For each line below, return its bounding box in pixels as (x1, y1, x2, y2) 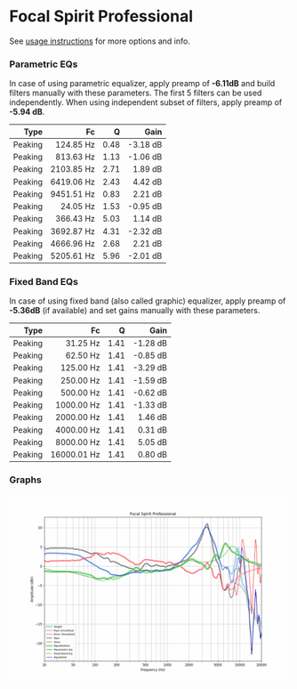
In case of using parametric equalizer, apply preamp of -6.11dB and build (9, 78, 276, 89)
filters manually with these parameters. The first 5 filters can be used (9, 87, 262, 99)
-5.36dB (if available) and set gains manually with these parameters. (9, 305, 261, 316)
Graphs (9, 474, 42, 486)
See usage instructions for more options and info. (9, 36, 191, 46)
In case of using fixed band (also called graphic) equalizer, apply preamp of (9, 296, 286, 306)
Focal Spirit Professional (9, 6, 194, 27)
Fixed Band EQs (9, 275, 78, 288)
